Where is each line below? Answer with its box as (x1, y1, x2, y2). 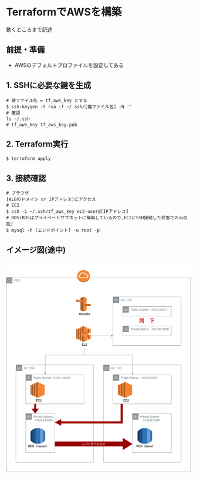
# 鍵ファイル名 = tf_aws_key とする (6, 98, 88, 103)
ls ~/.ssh (6, 116, 30, 122)
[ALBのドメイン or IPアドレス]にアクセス (6, 196, 96, 203)
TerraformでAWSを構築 (6, 5, 122, 19)
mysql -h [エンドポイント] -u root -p (11, 228, 100, 233)
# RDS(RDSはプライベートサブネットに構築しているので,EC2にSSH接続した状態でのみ (6, 215, 184, 221)
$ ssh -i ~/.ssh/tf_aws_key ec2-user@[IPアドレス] (6, 209, 129, 215)
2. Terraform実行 (6, 139, 69, 149)
